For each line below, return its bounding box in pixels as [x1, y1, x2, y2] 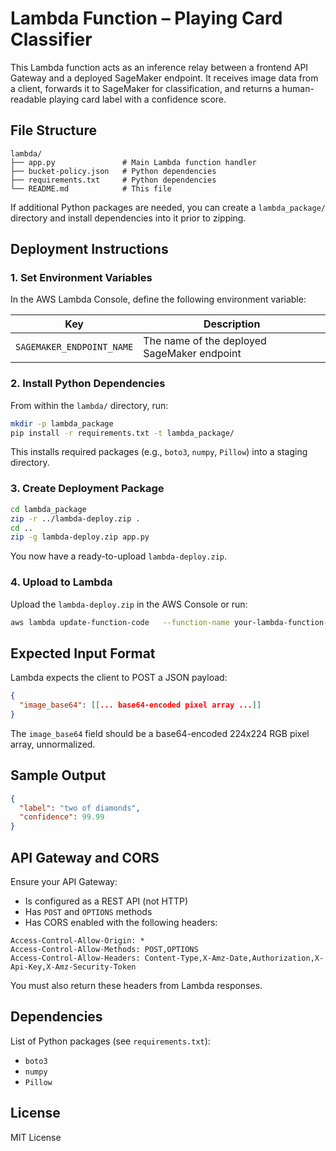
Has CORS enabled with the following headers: [24, 917, 218, 929]
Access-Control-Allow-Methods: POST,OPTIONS [10, 945, 199, 955]
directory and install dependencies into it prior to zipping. [10, 212, 247, 224]
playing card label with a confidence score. [48, 93, 227, 105]
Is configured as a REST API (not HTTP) [24, 895, 189, 907]
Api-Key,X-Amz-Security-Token [10, 962, 137, 972]
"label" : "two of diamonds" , [19, 803, 141, 813]
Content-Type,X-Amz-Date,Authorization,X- [144, 953, 325, 964]
